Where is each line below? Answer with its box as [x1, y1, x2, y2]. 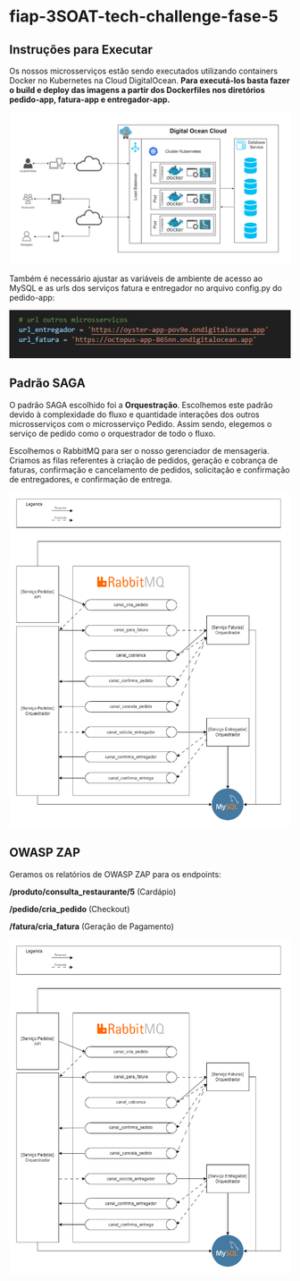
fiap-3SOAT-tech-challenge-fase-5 [9, 6, 279, 27]
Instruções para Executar [9, 42, 154, 57]
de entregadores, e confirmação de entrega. [9, 474, 172, 484]
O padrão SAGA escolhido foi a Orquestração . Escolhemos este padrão [9, 399, 273, 410]
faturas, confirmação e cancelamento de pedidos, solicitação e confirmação [9, 464, 290, 475]
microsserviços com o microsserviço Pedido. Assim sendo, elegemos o [9, 418, 272, 429]
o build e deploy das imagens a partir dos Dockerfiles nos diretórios [9, 85, 265, 95]
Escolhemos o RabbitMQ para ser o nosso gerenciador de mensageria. [9, 445, 270, 456]
